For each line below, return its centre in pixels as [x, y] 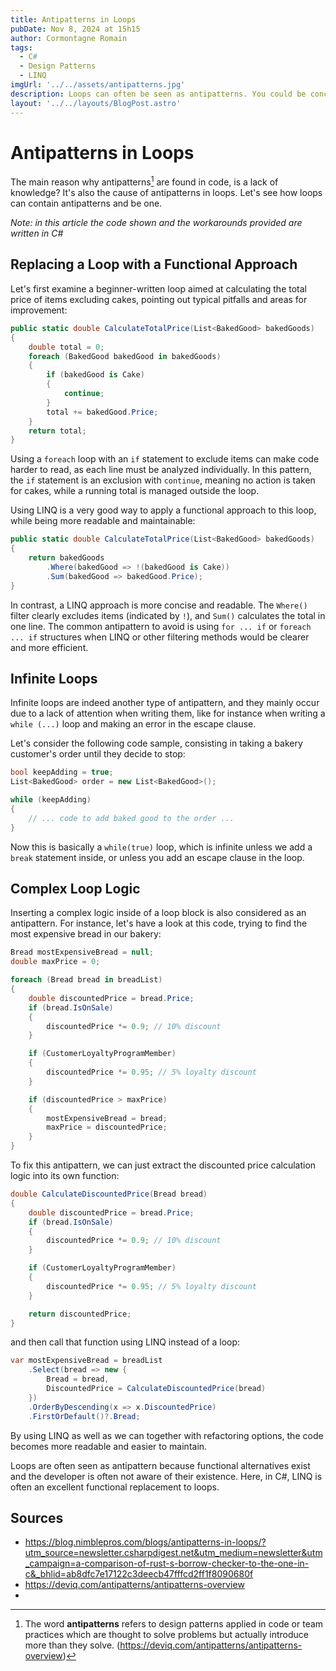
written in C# [37, 233]
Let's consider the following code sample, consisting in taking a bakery [156, 743]
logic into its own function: [65, 1176]
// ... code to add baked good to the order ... [131, 818]
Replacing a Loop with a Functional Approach [154, 264]
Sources [37, 1517]
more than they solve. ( [72, 1645]
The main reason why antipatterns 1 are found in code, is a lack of [144, 181]
